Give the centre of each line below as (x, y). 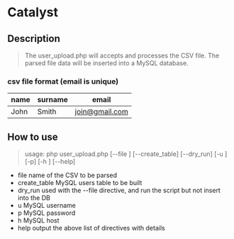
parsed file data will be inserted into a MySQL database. (107, 63)
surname (53, 100)
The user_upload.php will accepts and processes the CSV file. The (122, 55)
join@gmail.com (102, 112)
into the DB (34, 198)
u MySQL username (47, 206)
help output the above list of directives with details (91, 228)
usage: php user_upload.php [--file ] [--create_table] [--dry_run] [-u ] (126, 154)
